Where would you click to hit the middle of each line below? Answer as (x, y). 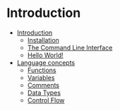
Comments (43, 85)
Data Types (44, 93)
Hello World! (46, 55)
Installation (43, 40)
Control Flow (46, 100)
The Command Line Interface (70, 47)
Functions (42, 70)
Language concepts (46, 62)
